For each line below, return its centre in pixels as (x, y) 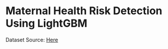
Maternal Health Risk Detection (84, 11)
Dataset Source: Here (32, 40)
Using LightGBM (46, 23)
